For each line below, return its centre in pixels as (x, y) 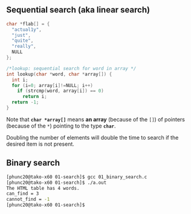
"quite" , (23, 41)
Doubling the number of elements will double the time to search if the (92, 137)
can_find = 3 (23, 194)
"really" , (24, 47)
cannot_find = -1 (28, 199)
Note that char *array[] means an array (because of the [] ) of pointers (96, 119)
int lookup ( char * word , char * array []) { (59, 74)
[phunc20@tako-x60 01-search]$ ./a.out (57, 183)
